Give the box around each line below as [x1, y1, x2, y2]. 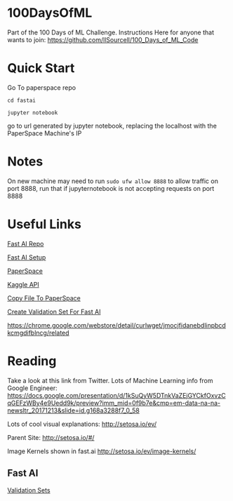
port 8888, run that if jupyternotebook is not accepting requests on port [7, 184, 215, 192]
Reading [7, 353, 57, 369]
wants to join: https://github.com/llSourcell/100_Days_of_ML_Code [7, 35, 199, 44]
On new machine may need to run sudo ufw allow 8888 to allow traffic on [7, 177, 219, 185]
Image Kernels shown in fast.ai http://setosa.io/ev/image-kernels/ [7, 447, 197, 455]
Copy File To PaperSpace [7, 293, 81, 302]
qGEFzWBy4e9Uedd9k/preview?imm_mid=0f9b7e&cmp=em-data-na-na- [7, 399, 221, 407]
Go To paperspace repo [7, 83, 76, 92]
